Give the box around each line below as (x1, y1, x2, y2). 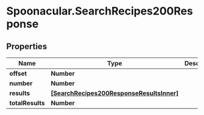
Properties (6, 41, 47, 51)
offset (9, 70, 27, 77)
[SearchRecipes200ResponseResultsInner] (50, 89, 179, 97)
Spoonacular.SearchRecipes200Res (6, 4, 193, 18)
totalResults (9, 99, 46, 107)
